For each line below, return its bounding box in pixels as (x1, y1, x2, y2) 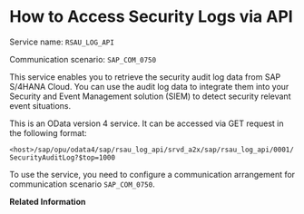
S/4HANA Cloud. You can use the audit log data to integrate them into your (9, 81, 289, 92)
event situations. (9, 100, 71, 111)
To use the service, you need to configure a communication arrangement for (9, 169, 296, 180)
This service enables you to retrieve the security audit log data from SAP (9, 71, 281, 83)
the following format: (9, 127, 88, 138)
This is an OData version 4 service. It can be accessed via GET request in (9, 118, 284, 129)
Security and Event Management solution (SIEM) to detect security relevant (9, 91, 291, 102)
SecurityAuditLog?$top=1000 (9, 152, 116, 162)
